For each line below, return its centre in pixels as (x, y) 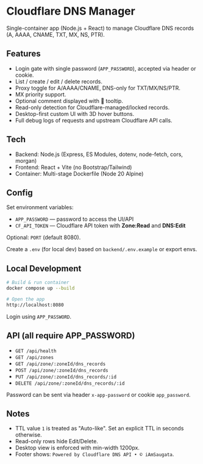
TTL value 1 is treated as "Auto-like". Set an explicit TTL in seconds (99, 429)
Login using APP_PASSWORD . (39, 316)
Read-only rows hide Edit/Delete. (57, 441)
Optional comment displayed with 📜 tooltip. (69, 101)
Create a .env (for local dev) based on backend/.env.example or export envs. (102, 249)
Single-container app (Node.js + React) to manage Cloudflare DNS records (100, 28)
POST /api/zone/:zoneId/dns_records (62, 370)
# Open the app (26, 299)
